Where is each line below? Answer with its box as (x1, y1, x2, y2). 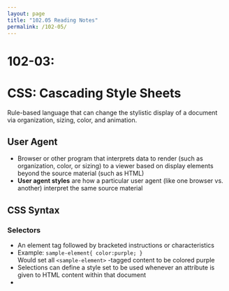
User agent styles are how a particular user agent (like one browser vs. (17, 177, 223, 185)
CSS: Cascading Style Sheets (7, 85, 182, 101)
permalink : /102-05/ (7, 23, 68, 30)
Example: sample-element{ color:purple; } (17, 248, 143, 257)
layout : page (7, 10, 45, 17)
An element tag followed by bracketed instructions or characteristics (17, 241, 215, 249)
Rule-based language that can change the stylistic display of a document (7, 108, 218, 117)
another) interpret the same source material (17, 184, 143, 193)
